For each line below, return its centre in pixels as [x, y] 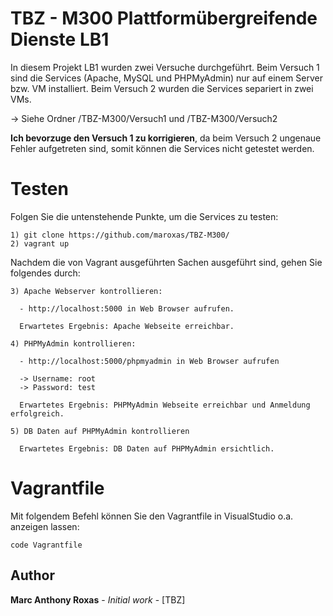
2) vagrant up [40, 243]
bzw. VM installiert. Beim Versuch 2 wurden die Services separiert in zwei [162, 88]
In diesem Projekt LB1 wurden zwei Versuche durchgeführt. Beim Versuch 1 [165, 67]
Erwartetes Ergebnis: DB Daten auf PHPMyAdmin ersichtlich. [147, 448]
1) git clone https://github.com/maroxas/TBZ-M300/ [120, 235]
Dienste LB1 [60, 39]
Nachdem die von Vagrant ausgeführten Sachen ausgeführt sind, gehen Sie [166, 262]
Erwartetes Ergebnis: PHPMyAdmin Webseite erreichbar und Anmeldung [165, 405]
